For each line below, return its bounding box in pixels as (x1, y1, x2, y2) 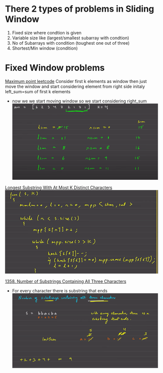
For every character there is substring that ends (12, 288, 108, 294)
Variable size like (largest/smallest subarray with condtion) (12, 35, 130, 41)
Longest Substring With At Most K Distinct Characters (5, 185, 113, 190)
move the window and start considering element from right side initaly (5, 84, 145, 89)
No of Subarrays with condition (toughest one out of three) (12, 40, 130, 46)
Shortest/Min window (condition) (12, 45, 78, 51)
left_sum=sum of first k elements (5, 88, 71, 94)
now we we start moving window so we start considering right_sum (12, 98, 147, 104)
